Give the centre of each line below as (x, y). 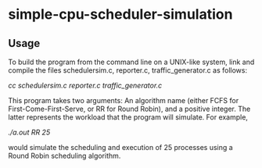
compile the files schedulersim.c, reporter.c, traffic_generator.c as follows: (128, 70)
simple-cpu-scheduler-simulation (120, 14)
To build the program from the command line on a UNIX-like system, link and (131, 62)
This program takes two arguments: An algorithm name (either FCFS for (124, 100)
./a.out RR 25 (29, 132)
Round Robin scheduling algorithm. (65, 155)
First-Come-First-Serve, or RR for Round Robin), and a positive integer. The (129, 109)
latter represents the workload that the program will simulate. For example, (128, 117)
